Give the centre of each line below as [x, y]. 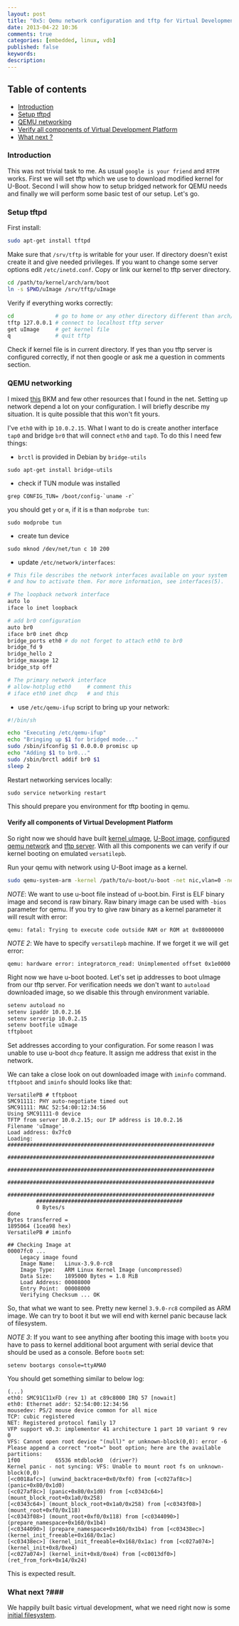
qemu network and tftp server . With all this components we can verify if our [118, 846]
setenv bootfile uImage [43, 1025]
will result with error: [37, 916]
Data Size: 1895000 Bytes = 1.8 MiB [79, 1276]
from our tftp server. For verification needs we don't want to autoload [108, 984]
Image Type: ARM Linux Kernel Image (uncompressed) [101, 1270]
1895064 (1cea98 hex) [39, 1226]
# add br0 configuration [44, 621]
